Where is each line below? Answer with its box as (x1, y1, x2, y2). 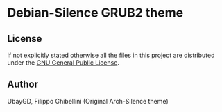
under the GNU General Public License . (7, 58, 120, 67)
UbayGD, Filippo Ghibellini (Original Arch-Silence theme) (7, 97, 169, 105)
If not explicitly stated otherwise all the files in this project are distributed (7, 51, 215, 59)
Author (7, 79, 38, 90)
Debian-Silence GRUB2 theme (7, 5, 184, 21)
